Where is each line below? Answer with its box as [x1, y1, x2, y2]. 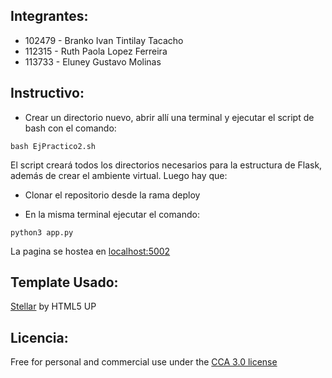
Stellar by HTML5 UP [10, 300, 97, 313]
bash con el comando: [24, 122, 117, 134]
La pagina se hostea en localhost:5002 [10, 245, 171, 257]
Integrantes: [10, 8, 89, 25]
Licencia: [10, 329, 69, 346]
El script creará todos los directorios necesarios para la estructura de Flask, [10, 159, 323, 171]
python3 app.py [10, 227, 74, 238]
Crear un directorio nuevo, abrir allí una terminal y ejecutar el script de [24, 111, 315, 123]
